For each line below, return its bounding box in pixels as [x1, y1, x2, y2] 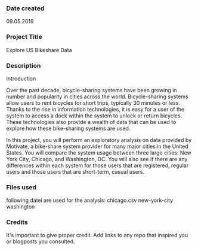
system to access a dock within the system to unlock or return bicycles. [6, 112, 182, 119]
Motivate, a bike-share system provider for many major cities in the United [6, 143, 189, 150]
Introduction [6, 75, 36, 82]
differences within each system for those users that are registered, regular [6, 162, 189, 169]
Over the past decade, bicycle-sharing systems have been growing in [6, 86, 177, 93]
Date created [6, 4, 45, 13]
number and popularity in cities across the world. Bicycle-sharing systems [6, 93, 189, 100]
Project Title [6, 33, 43, 41]
